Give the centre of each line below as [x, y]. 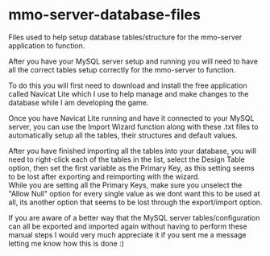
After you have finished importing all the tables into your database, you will [132, 151]
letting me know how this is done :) [66, 243]
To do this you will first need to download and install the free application [128, 85]
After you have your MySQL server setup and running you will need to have [133, 61]
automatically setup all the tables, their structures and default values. [123, 135]
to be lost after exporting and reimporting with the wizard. [104, 176]
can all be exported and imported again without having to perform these [128, 226]
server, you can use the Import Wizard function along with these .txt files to [133, 126]
